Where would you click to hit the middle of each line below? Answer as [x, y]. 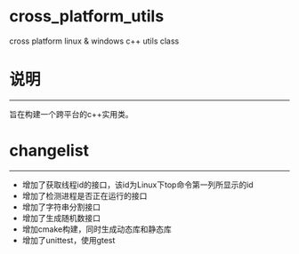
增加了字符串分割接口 [61, 207]
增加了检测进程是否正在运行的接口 [85, 195]
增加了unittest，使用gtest [69, 240]
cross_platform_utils [87, 16]
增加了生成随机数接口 [61, 218]
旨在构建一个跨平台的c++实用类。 [71, 114]
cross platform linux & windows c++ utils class [94, 41]
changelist [49, 151]
